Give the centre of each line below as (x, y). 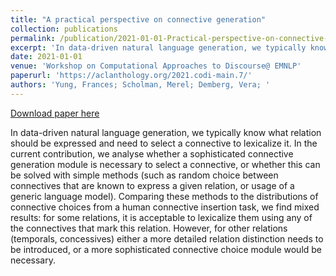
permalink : (33, 38)
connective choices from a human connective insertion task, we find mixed (165, 207)
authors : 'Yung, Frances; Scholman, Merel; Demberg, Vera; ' (140, 85)
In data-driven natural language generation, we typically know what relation (166, 132)
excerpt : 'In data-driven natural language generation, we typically (158, 47)
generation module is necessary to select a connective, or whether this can (165, 164)
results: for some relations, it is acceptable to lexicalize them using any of (161, 217)
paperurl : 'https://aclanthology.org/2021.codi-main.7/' (131, 76)
